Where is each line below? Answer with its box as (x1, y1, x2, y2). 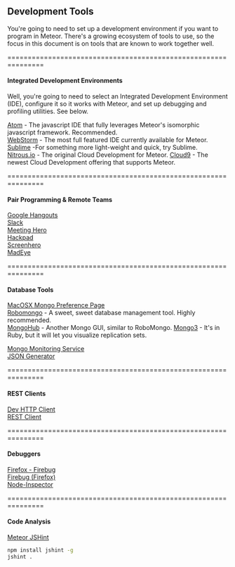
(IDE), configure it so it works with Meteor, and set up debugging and (7, 100, 207, 108)
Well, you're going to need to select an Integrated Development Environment (7, 92, 228, 101)
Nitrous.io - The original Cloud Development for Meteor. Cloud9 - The (7, 151, 208, 159)
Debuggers (7, 450, 41, 458)
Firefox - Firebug (7, 465, 56, 473)
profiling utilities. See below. (7, 107, 89, 115)
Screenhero (7, 241, 41, 249)
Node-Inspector (7, 480, 54, 488)
